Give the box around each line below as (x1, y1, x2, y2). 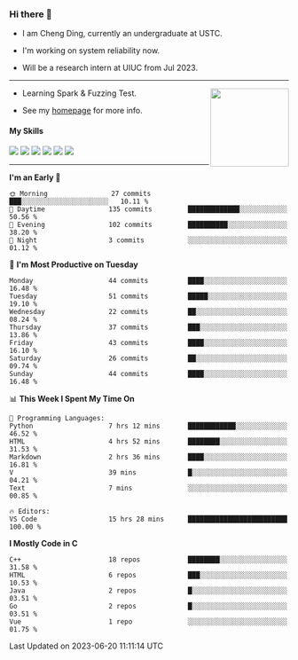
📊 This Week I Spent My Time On (9, 393, 135, 404)
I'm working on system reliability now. (21, 45, 161, 56)
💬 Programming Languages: (9, 413, 105, 422)
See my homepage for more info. (21, 106, 144, 116)
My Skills (9, 125, 44, 136)
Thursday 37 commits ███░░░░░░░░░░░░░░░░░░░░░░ (9, 323, 288, 332)
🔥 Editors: (9, 507, 51, 515)
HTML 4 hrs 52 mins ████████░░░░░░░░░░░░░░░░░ (9, 436, 288, 446)
